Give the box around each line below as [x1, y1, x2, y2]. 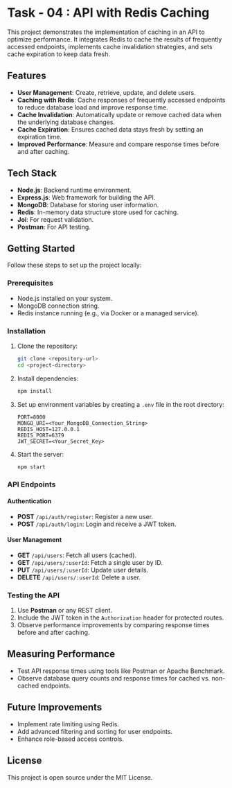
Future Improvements [7, 701, 102, 713]
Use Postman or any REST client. [17, 606, 113, 615]
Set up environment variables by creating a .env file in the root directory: [17, 400, 225, 408]
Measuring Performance [7, 648, 116, 660]
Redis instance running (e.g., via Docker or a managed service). [17, 308, 199, 317]
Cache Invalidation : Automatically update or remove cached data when [17, 110, 222, 119]
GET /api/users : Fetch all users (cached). [17, 551, 137, 559]
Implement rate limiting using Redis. [17, 719, 120, 728]
